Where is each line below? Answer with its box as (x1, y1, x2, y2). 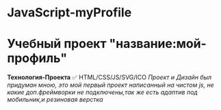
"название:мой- (109, 36, 207, 52)
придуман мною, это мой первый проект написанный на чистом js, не (7, 81, 214, 90)
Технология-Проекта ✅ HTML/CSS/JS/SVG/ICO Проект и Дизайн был (7, 73, 212, 81)
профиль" (7, 51, 68, 66)
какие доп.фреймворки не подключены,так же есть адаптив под (7, 88, 198, 96)
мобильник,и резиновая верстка (7, 96, 104, 104)
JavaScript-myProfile (7, 5, 132, 20)
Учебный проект (7, 36, 107, 52)
